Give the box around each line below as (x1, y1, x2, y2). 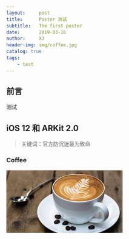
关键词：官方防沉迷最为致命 (21, 140, 91, 148)
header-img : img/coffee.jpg (6, 42, 78, 48)
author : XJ (6, 35, 45, 42)
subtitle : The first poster (6, 23, 83, 29)
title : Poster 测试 (6, 16, 67, 23)
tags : (6, 55, 20, 61)
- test (17, 61, 34, 67)
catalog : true (6, 49, 42, 55)
